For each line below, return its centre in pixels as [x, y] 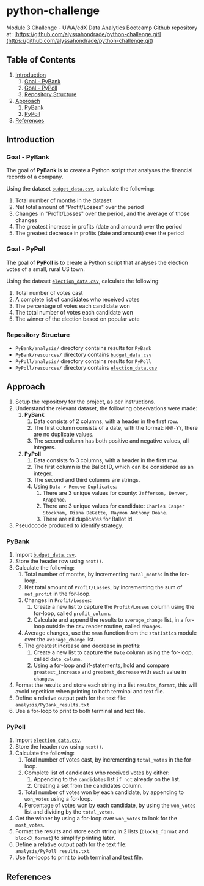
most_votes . [30, 825]
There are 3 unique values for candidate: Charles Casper [114, 506]
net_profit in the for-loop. [57, 594]
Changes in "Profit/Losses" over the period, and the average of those [102, 214]
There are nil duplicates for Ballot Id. [88, 519]
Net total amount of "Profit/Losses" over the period [79, 207]
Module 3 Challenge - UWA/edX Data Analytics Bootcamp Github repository [102, 28]
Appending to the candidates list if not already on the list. [107, 779]
